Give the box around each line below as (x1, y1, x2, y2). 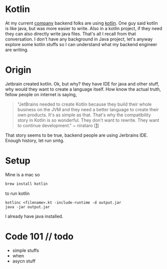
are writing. (5, 47, 29, 53)
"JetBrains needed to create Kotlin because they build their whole (17, 101, 152, 107)
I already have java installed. (5, 213, 63, 219)
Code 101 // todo (5, 230, 74, 242)
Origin (5, 64, 31, 76)
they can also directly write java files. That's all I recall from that (5, 31, 136, 37)
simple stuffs (12, 247, 39, 253)
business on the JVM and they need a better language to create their (17, 106, 159, 112)
